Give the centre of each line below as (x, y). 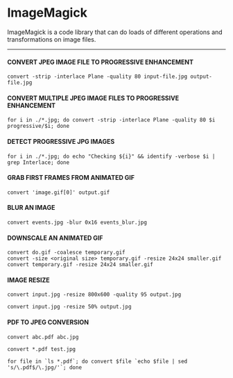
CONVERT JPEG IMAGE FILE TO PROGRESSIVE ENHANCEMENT (101, 62)
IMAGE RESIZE (28, 280)
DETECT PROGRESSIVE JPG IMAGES (61, 141)
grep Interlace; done (38, 162)
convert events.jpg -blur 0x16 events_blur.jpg (77, 222)
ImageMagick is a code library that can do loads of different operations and (115, 32)
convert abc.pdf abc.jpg (43, 337)
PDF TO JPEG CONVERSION (48, 322)
